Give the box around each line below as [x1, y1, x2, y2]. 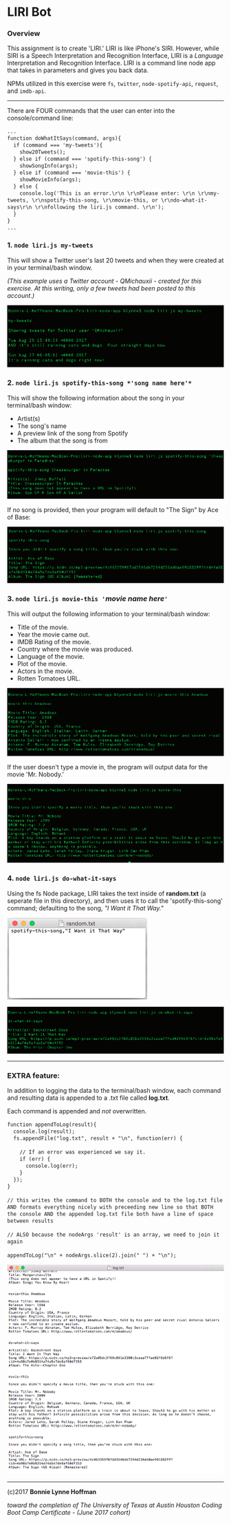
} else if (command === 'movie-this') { [13, 169, 131, 176]
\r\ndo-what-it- [160, 197, 208, 204]
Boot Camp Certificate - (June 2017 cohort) [7, 1509, 131, 1517]
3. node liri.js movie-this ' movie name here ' [7, 594, 168, 604]
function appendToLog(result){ [7, 1121, 97, 1129]
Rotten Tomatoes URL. [16, 674, 81, 682]
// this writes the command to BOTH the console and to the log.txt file [7, 1197, 223, 1204]
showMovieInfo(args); [19, 176, 81, 183]
